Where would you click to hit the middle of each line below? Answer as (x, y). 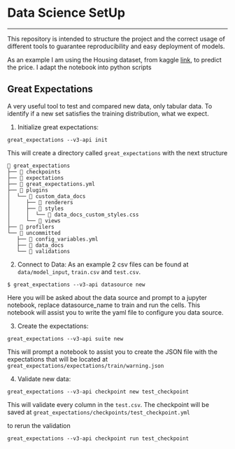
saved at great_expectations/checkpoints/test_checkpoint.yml (99, 412)
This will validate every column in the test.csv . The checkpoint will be (108, 404)
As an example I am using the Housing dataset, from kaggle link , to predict (114, 59)
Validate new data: (44, 378)
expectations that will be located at (58, 359)
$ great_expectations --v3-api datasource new (76, 285)
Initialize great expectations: (58, 127)
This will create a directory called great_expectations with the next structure (117, 152)
